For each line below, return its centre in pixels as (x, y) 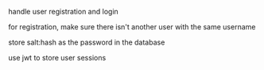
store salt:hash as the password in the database (87, 42)
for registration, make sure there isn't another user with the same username (132, 27)
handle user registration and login (64, 12)
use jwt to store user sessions (57, 58)
